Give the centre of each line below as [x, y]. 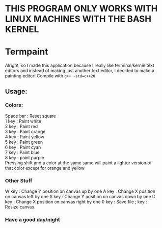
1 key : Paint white [23, 121]
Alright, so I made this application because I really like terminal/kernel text [80, 65]
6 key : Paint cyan [23, 147]
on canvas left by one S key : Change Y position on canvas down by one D [80, 197]
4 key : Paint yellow [25, 137]
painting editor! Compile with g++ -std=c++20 [50, 76]
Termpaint [27, 52]
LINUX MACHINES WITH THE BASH [78, 19]
